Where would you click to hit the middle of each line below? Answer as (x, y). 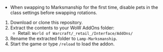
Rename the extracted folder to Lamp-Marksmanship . (64, 38)
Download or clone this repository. (46, 22)
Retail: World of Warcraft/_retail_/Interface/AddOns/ (75, 33)
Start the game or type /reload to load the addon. (62, 44)
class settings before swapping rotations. (54, 13)
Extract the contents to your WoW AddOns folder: (62, 28)
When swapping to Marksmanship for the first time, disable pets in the (84, 7)
